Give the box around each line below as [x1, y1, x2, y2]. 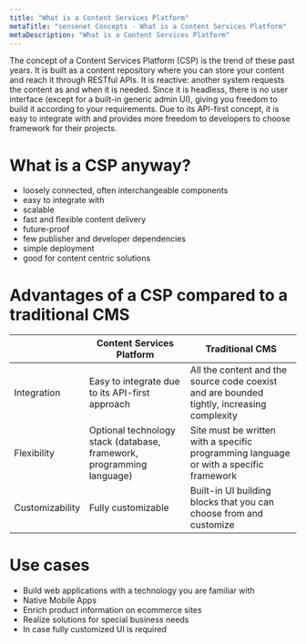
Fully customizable [88, 502, 169, 515]
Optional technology [88, 424, 176, 437]
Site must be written [189, 424, 276, 437]
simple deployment [22, 243, 95, 254]
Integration [14, 386, 61, 399]
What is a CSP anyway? [9, 155, 191, 176]
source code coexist [189, 375, 278, 388]
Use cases [9, 555, 90, 576]
